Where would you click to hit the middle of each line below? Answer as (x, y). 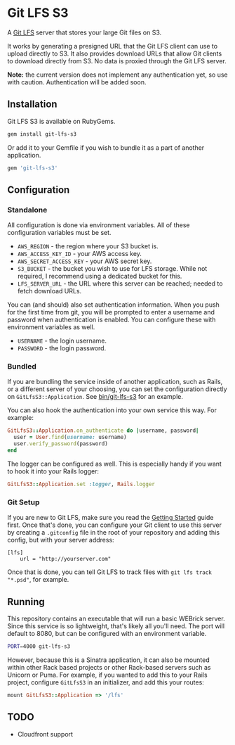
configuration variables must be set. (59, 233)
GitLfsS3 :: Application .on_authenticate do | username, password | (103, 431)
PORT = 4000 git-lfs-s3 (39, 646)
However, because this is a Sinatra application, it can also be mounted (109, 660)
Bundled (22, 367)
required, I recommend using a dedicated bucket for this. (100, 276)
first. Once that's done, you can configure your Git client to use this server (115, 525)
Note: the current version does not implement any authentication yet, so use (117, 75)
